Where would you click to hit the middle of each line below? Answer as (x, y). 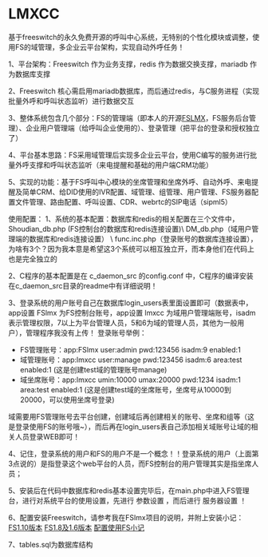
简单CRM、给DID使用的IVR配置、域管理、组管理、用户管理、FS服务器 (137, 192)
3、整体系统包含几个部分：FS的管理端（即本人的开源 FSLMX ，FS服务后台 (129, 117)
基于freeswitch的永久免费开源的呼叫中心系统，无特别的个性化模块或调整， (130, 37)
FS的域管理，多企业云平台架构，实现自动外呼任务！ (100, 47)
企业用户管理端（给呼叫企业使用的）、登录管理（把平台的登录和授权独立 (142, 128)
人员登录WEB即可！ (47, 436)
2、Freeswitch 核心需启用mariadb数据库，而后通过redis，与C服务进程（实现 (134, 91)
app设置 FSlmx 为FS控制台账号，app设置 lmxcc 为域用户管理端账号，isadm (132, 312)
